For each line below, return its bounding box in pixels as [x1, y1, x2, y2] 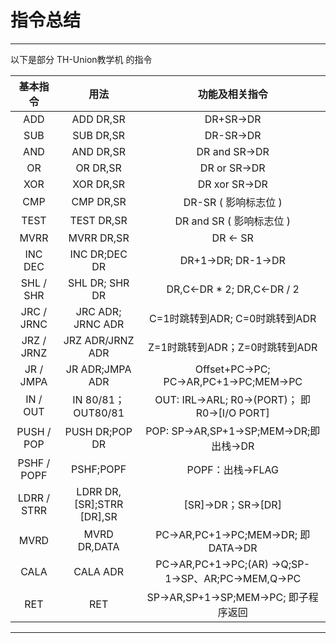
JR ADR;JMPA [65, 362, 132, 376]
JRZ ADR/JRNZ [63, 333, 135, 347]
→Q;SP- [271, 557, 311, 571]
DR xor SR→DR [197, 177, 268, 191]
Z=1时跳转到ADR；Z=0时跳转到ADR [148, 340, 318, 354]
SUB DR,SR [72, 128, 125, 142]
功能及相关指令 [197, 87, 268, 101]
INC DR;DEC [69, 247, 128, 261]
